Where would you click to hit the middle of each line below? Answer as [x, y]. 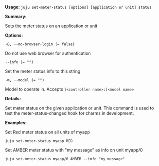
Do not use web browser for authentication [48, 53]
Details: [13, 99]
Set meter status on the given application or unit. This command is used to [79, 108]
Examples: [16, 123]
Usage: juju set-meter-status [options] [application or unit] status [78, 7]
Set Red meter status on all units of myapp [47, 132]
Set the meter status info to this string [43, 71]
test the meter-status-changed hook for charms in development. [70, 113]
